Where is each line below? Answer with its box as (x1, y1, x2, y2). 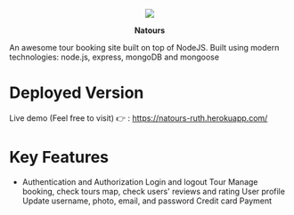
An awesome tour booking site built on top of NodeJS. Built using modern (9, 43, 280, 52)
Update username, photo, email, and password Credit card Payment (21, 195, 273, 206)
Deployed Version (9, 83, 144, 103)
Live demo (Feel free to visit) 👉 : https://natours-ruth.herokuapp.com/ (9, 112, 268, 123)
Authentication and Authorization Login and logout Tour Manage (21, 176, 258, 187)
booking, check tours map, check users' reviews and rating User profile (21, 186, 285, 196)
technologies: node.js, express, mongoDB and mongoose (9, 52, 220, 62)
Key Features (9, 147, 110, 168)
